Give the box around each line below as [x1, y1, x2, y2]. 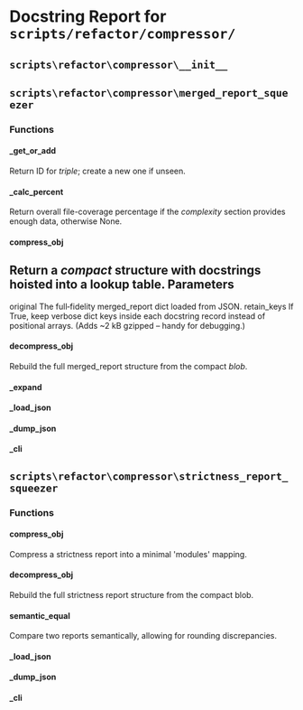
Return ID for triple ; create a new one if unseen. [9, 165, 187, 177]
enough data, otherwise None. [9, 216, 123, 227]
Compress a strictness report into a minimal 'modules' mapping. [9, 548, 248, 559]
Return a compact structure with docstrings [9, 263, 262, 278]
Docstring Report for [9, 6, 167, 27]
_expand [9, 381, 42, 392]
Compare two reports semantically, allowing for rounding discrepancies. [9, 631, 278, 641]
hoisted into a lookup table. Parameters [9, 277, 234, 293]
